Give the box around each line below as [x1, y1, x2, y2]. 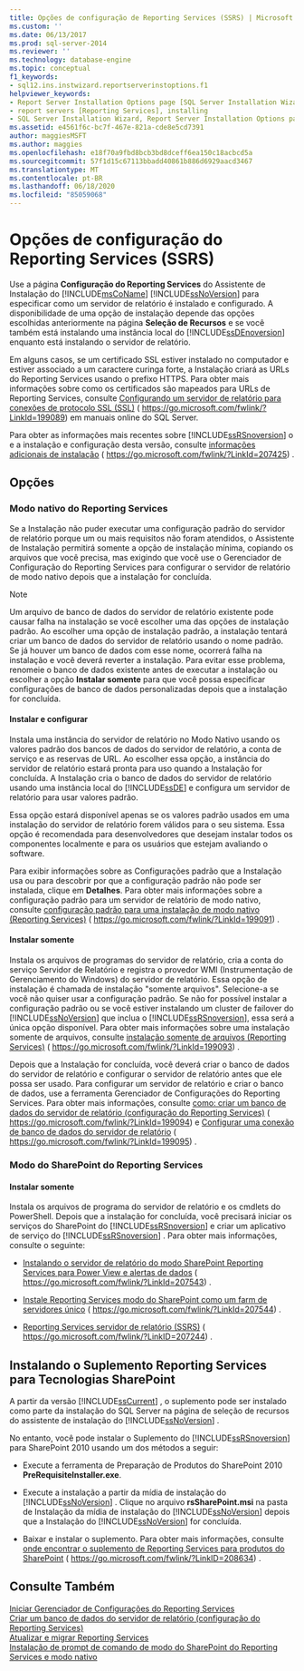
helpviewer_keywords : [9, 89, 91, 98]
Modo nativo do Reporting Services [9, 503, 168, 515]
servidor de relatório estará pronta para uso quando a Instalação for [9, 763, 262, 774]
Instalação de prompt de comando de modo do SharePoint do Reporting [9, 1641, 278, 1652]
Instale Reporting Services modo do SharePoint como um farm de [22, 1295, 268, 1305]
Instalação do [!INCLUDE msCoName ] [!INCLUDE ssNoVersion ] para [9, 288, 260, 299]
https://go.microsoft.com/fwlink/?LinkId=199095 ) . [9, 1136, 197, 1148]
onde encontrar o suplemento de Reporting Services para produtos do [22, 1543, 285, 1554]
